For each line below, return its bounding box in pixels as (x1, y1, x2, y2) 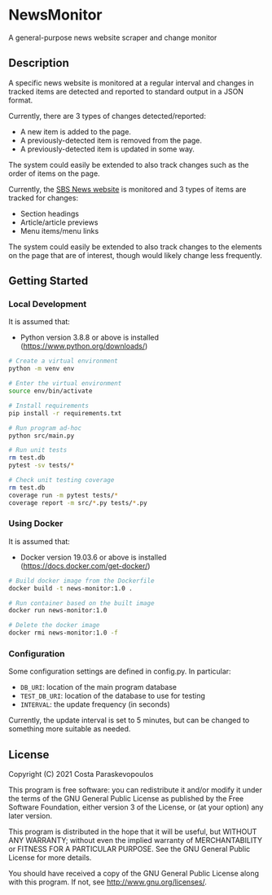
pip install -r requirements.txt (8, 409, 122, 417)
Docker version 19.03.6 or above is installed (20, 552, 167, 562)
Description (8, 56, 69, 70)
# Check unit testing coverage (8, 476, 115, 485)
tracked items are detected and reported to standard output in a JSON (8, 86, 244, 96)
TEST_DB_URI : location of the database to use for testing (20, 691, 206, 701)
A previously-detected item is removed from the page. (20, 135, 202, 145)
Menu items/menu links (20, 226, 99, 235)
